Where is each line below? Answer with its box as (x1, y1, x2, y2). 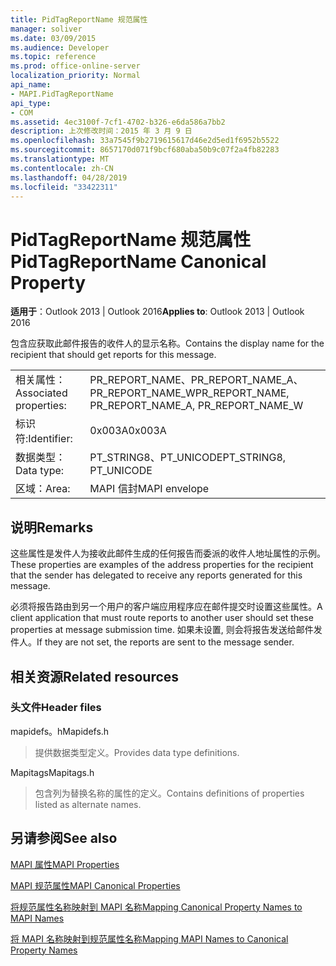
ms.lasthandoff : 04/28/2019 (10, 172, 128, 183)
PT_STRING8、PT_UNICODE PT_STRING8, (89, 451, 287, 465)
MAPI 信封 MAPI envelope (89, 482, 210, 496)
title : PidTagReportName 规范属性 (10, 14, 148, 25)
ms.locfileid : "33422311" (10, 182, 118, 192)
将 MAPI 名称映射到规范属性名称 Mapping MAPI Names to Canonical (10, 932, 289, 945)
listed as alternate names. (34, 798, 142, 810)
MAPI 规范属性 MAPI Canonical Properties (10, 879, 181, 891)
